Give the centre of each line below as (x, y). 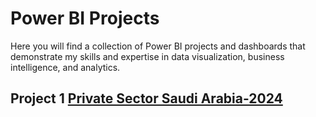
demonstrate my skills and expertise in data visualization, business (147, 56)
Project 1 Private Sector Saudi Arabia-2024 (146, 98)
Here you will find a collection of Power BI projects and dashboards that (158, 46)
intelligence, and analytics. (65, 67)
